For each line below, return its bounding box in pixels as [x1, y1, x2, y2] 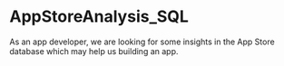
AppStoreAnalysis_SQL [9, 6, 189, 27]
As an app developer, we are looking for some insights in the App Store [9, 36, 275, 47]
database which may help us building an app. [9, 45, 179, 56]
